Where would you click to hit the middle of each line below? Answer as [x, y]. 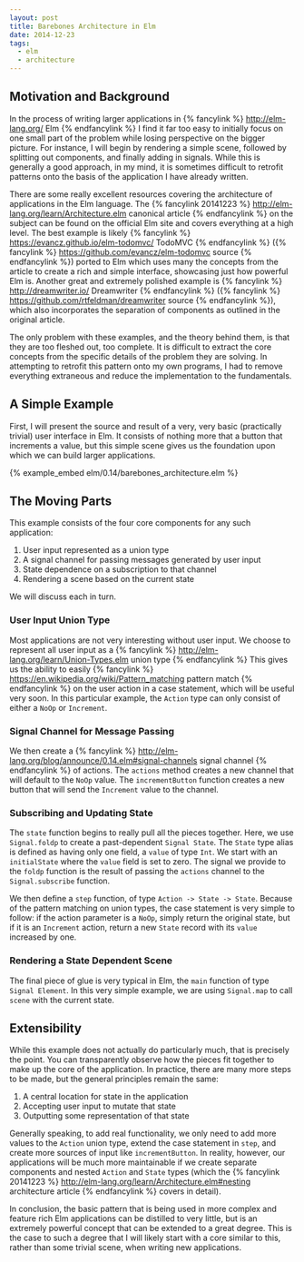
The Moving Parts [61, 502]
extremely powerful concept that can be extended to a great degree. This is [151, 1228]
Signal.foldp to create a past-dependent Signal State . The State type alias [152, 843]
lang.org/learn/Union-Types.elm [69, 659]
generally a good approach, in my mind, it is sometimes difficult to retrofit [147, 167]
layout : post [34, 18]
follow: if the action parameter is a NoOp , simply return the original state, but [150, 918]
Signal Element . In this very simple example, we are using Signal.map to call [151, 990]
